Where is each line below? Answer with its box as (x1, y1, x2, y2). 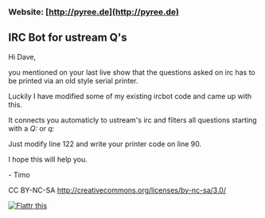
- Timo (8, 169, 30, 179)
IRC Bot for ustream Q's (8, 31, 127, 45)
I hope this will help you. (8, 154, 88, 164)
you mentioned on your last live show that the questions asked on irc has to (8, 67, 256, 77)
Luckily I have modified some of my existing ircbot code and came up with (8, 91, 252, 101)
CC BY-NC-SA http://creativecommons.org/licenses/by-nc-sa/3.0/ (8, 185, 227, 195)
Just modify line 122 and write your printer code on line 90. (8, 138, 202, 149)
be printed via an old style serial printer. (8, 76, 138, 85)
